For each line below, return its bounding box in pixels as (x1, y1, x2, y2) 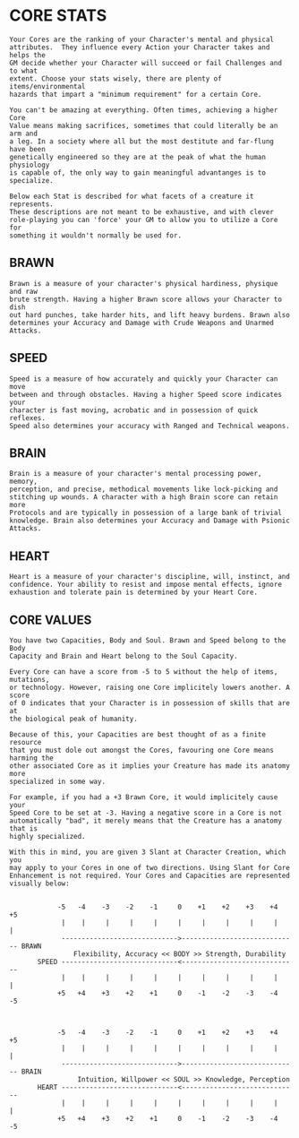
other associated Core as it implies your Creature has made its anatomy (9, 762, 291, 771)
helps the (9, 50, 47, 59)
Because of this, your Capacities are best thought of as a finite (9, 730, 267, 739)
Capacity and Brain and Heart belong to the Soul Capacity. (9, 651, 239, 660)
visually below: (9, 879, 70, 888)
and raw (9, 287, 38, 296)
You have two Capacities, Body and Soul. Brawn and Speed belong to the (9, 636, 286, 645)
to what (9, 66, 38, 75)
